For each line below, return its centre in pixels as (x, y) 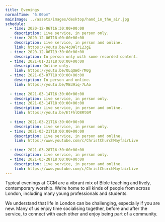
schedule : (16, 24)
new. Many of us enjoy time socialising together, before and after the (76, 208)
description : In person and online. (53, 80)
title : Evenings (22, 10)
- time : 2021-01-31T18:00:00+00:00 (47, 61)
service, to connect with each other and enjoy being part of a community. (81, 214)
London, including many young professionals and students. (67, 193)
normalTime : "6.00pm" (28, 15)
